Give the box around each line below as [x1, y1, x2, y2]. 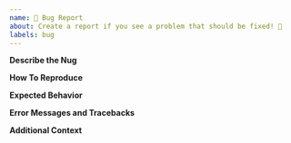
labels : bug [9, 30, 55, 39]
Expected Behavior [9, 90, 84, 100]
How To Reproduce [9, 72, 84, 83]
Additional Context [9, 125, 83, 136]
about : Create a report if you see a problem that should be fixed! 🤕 [9, 22, 283, 31]
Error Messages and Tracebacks [9, 108, 135, 119]
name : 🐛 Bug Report [9, 13, 84, 23]
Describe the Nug [9, 55, 77, 66]
